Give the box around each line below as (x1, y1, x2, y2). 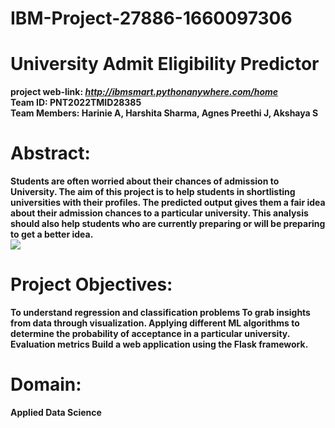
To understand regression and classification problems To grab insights (10, 307, 311, 318)
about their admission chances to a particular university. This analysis (10, 207, 309, 219)
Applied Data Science (10, 406, 102, 418)
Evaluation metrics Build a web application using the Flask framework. (10, 338, 309, 350)
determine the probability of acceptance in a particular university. (10, 328, 290, 339)
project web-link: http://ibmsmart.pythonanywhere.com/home (10, 86, 279, 98)
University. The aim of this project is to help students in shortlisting (10, 186, 296, 198)
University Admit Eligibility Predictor (10, 53, 320, 76)
